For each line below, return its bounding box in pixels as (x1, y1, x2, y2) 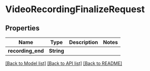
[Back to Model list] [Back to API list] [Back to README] (5, 60, 122, 66)
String (48, 47, 65, 54)
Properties (5, 24, 40, 32)
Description (69, 39, 98, 46)
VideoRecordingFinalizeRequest (5, 4, 145, 15)
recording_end (8, 47, 44, 54)
